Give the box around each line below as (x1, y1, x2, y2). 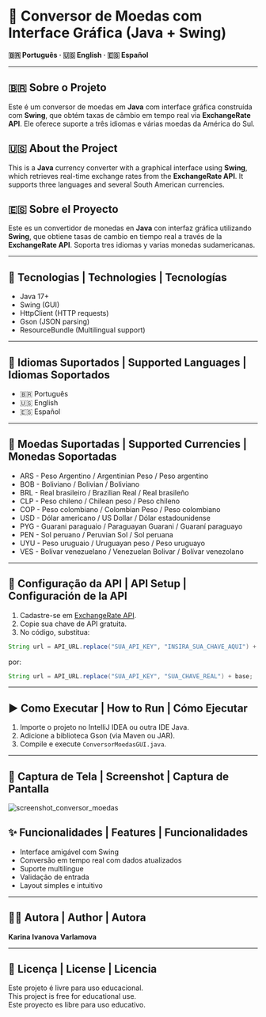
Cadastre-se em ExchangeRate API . (19, 610, 137, 620)
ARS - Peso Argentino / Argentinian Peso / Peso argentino (19, 471, 209, 480)
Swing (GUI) (19, 300, 60, 309)
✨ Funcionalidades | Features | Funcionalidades (8, 826, 249, 840)
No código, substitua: (19, 627, 90, 636)
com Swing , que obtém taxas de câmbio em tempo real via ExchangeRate (8, 110, 251, 120)
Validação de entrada (19, 872, 89, 882)
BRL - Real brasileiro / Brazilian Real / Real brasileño (19, 488, 189, 497)
